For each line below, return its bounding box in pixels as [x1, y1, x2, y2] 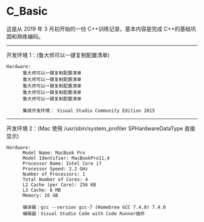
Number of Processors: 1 [22, 171, 86, 177]
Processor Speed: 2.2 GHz [22, 165, 88, 172]
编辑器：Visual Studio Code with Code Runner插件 [22, 210, 145, 217]
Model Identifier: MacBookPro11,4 [22, 155, 110, 161]
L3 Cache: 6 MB [22, 187, 61, 193]
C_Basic [6, 4, 48, 18]
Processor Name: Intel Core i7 [22, 160, 102, 167]
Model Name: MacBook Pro [22, 150, 86, 156]
